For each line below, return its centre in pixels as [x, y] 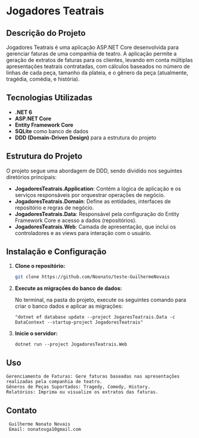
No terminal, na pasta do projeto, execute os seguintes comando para [100, 300]
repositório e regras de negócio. [54, 208]
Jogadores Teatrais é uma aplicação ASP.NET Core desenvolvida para [92, 47]
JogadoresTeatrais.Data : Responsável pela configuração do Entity [97, 214]
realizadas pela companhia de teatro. [54, 382]
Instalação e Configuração [56, 252]
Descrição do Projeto [46, 33]
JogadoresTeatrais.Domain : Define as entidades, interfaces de [93, 201]
